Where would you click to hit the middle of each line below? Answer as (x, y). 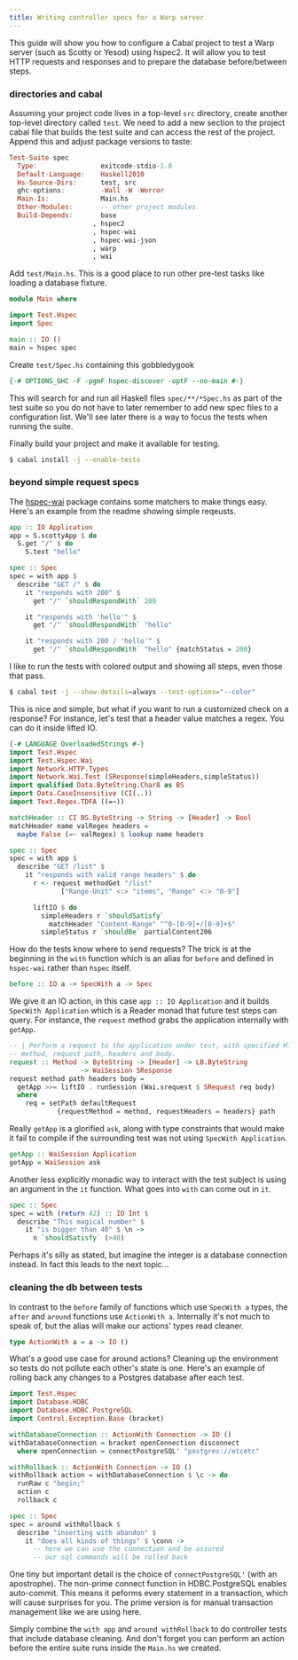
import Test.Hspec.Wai (51, 760)
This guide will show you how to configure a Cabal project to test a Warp (142, 43)
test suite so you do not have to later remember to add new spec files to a (144, 407)
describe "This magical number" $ (81, 1222)
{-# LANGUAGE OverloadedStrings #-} (77, 744)
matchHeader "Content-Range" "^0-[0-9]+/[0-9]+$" (142, 924)
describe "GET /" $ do (59, 584)
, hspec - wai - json (125, 240)
